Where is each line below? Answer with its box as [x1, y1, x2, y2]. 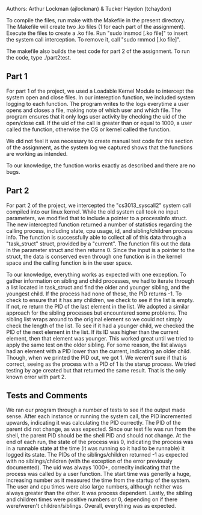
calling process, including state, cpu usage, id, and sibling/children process [6, 227, 194, 234]
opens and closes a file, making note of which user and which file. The [6, 106, 182, 114]
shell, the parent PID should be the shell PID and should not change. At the [6, 432, 191, 439]
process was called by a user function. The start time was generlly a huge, [6, 470, 191, 478]
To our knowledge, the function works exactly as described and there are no [6, 162, 195, 169]
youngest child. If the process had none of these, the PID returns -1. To [6, 290, 182, 297]
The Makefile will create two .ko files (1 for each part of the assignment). [6, 23, 186, 30]
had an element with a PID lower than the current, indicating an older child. [6, 347, 191, 354]
